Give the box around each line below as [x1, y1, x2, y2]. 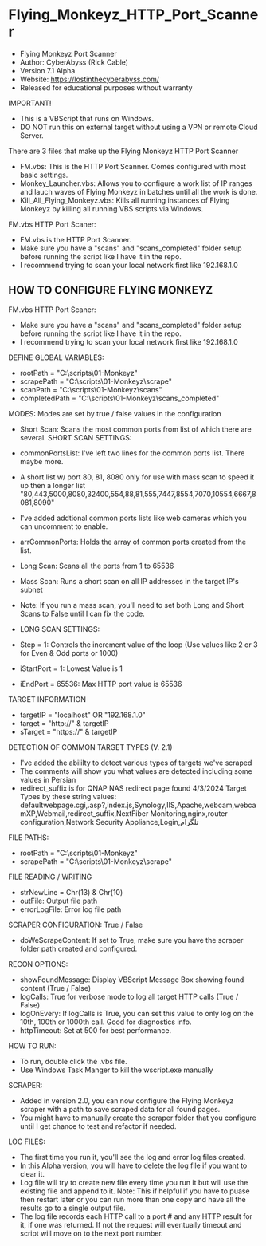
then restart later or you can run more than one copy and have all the [19, 1194, 246, 1204]
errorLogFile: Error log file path [19, 904, 122, 914]
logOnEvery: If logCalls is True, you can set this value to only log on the [19, 1008, 254, 1018]
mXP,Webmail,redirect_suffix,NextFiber [19, 808, 149, 818]
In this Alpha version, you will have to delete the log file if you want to [19, 1161, 248, 1170]
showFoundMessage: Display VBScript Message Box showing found [19, 975, 244, 984]
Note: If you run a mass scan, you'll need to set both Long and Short [19, 600, 244, 609]
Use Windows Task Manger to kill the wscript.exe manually [19, 1065, 213, 1074]
